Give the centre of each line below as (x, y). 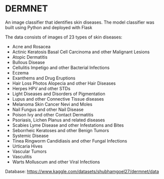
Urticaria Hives (27, 146)
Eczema (20, 72)
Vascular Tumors (29, 151)
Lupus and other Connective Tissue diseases (58, 99)
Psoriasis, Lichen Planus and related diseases (59, 120)
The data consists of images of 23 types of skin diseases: (64, 37)
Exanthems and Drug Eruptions (44, 78)
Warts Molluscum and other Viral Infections (56, 162)
